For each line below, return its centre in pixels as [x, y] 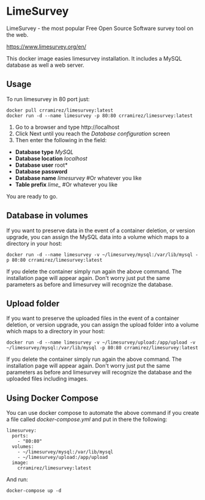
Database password [41, 171]
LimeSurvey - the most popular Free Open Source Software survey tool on [100, 28]
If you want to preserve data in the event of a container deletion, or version [101, 230]
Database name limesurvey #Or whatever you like [78, 178]
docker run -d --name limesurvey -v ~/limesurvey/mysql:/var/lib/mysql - [102, 255]
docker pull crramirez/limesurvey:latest [60, 110]
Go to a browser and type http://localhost [67, 127]
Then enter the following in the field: [61, 140]
